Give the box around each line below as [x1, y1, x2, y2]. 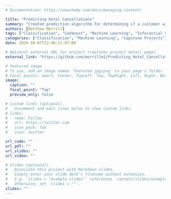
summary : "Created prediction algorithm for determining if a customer [5, 21, 160, 27]
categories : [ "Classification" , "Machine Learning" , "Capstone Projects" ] [5, 36, 167, 41]
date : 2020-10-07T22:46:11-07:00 [5, 40, 76, 46]
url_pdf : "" [5, 143, 31, 148]
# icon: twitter [5, 130, 44, 135]
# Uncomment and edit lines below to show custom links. [5, 106, 133, 111]
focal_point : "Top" [10, 87, 51, 92]
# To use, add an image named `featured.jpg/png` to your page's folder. [5, 68, 165, 73]
